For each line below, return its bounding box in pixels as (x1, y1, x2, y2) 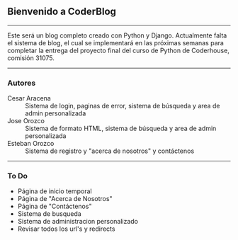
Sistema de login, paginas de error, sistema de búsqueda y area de (25, 102, 220, 110)
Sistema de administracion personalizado (17, 217, 139, 226)
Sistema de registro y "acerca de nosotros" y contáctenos (25, 147, 195, 155)
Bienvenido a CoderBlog (7, 6, 117, 18)
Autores (7, 78, 36, 88)
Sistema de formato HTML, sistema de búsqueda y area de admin (25, 124, 217, 133)
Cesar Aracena (7, 94, 51, 103)
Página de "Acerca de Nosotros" (17, 195, 113, 203)
